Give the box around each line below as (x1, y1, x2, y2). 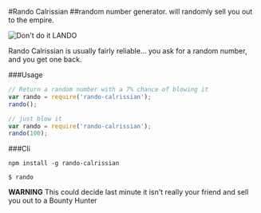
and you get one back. (8, 55, 82, 64)
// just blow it (8, 115, 62, 123)
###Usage (8, 70, 44, 79)
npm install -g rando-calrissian (8, 160, 120, 168)
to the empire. (8, 15, 54, 25)
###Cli (8, 144, 30, 154)
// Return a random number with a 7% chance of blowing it (8, 85, 209, 93)
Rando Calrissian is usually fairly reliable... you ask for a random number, (8, 46, 247, 55)
